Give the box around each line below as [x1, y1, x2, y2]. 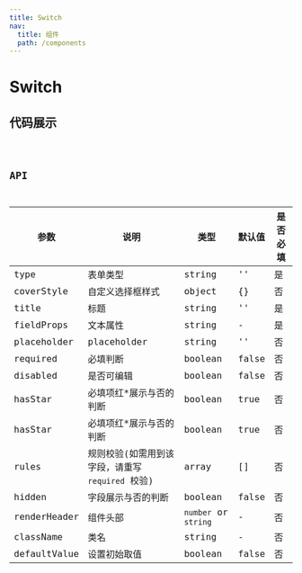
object [183, 285, 218, 297]
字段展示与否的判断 [87, 492, 169, 504]
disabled [13, 370, 58, 381]
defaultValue [13, 548, 79, 560]
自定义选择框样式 [87, 286, 160, 298]
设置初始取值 [87, 549, 142, 560]
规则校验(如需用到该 [87, 448, 175, 460]
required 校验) [87, 475, 155, 487]
